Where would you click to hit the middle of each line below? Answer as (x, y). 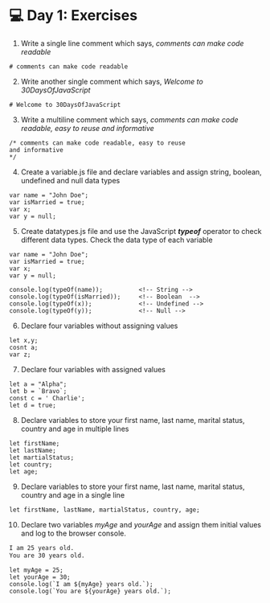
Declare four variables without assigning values (99, 326)
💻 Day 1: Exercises (74, 16)
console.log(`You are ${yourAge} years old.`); (90, 591)
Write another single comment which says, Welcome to (112, 81)
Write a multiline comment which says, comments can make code (130, 119)
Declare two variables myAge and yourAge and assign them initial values (141, 524)
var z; (20, 355)
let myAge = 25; (36, 570)
